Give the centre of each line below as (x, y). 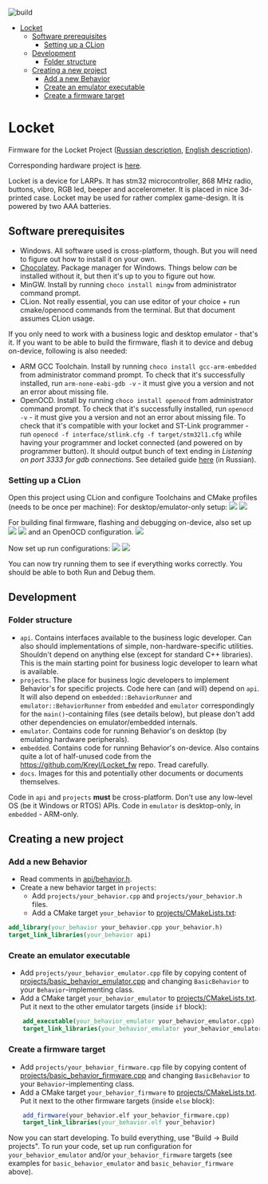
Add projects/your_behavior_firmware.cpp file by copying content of (133, 1067)
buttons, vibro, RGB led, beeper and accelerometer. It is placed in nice (123, 189)
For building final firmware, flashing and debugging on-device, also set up (130, 523)
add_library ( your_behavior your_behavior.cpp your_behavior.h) (116, 928)
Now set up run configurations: (59, 549)
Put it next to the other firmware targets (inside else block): (117, 1100)
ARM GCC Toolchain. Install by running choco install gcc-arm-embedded (138, 366)
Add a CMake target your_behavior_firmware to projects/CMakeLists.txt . (138, 1092)
